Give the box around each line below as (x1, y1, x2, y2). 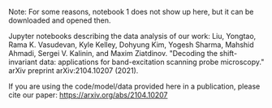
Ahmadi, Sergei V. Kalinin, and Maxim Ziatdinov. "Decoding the (8, 49, 218, 58)
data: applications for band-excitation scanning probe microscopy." (39, 57, 265, 67)
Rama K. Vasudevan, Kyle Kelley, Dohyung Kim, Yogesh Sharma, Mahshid (8, 40, 254, 50)
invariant (8, 57, 38, 67)
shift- (218, 49, 238, 58)
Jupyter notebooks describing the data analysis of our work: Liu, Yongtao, (8, 32, 257, 41)
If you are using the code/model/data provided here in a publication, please (8, 81, 261, 91)
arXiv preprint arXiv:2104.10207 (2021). (8, 66, 139, 76)
